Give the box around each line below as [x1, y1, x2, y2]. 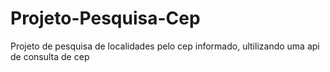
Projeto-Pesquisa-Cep [10, 7, 201, 30]
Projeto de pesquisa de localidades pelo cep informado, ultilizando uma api [10, 40, 320, 52]
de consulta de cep [10, 50, 90, 62]
